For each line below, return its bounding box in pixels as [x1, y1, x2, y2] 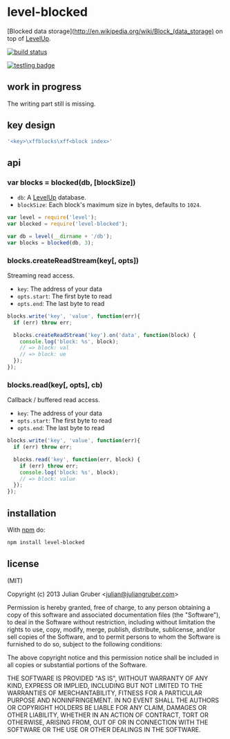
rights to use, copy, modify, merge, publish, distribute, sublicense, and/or [7, 625, 215, 633]
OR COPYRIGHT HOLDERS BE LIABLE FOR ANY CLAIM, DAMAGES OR [7, 703, 207, 711]
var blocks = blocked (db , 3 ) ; [7, 239, 95, 246]
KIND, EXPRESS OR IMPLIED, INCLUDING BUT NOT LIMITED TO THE [7, 681, 203, 689]
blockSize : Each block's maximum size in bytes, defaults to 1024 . [17, 201, 202, 209]
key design [7, 119, 55, 131]
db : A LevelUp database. [17, 193, 86, 202]
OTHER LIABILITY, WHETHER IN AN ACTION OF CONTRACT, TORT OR [7, 711, 209, 719]
